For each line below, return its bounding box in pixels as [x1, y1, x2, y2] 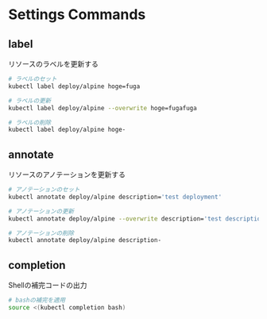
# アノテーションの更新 [8, 207, 74, 215]
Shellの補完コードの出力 [8, 280, 87, 290]
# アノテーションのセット [8, 186, 80, 194]
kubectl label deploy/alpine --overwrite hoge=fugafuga [8, 104, 197, 112]
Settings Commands [8, 6, 146, 24]
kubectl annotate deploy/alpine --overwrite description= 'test [8, 214, 222, 223]
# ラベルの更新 [8, 97, 52, 105]
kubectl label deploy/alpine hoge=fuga [8, 82, 141, 90]
